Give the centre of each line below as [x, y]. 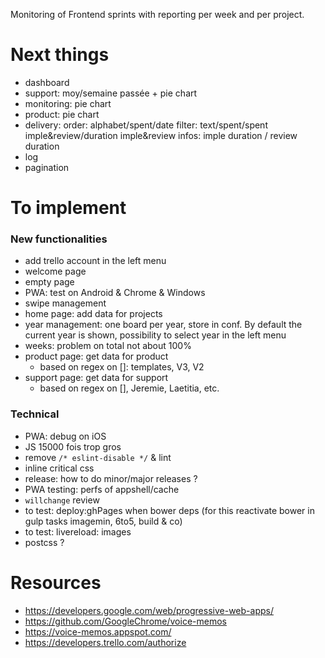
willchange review [62, 500]
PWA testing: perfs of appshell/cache [102, 489]
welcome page [55, 271]
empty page [49, 282]
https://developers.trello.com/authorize [105, 642]
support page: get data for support [96, 378]
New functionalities [59, 239]
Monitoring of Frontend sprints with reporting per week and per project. [157, 14]
